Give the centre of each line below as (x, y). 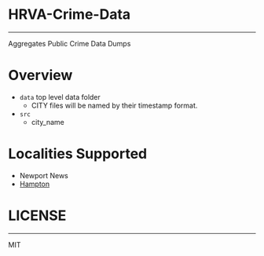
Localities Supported (78, 154)
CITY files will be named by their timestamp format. (114, 105)
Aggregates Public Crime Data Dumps (70, 43)
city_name (48, 122)
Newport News (44, 175)
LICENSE (37, 216)
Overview (40, 75)
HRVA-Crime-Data (70, 15)
